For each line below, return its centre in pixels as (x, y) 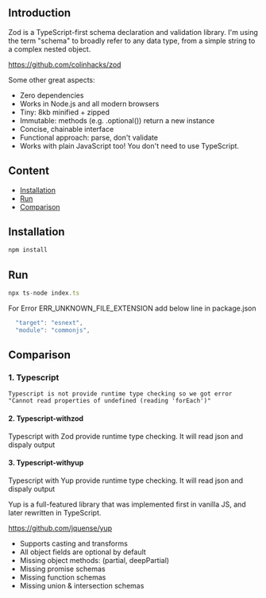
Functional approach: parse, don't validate (89, 137)
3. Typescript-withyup (46, 463)
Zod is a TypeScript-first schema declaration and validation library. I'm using (133, 32)
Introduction (40, 13)
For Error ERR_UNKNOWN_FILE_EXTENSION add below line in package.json (132, 308)
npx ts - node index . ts (44, 293)
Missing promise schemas (62, 569)
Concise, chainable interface (67, 129)
